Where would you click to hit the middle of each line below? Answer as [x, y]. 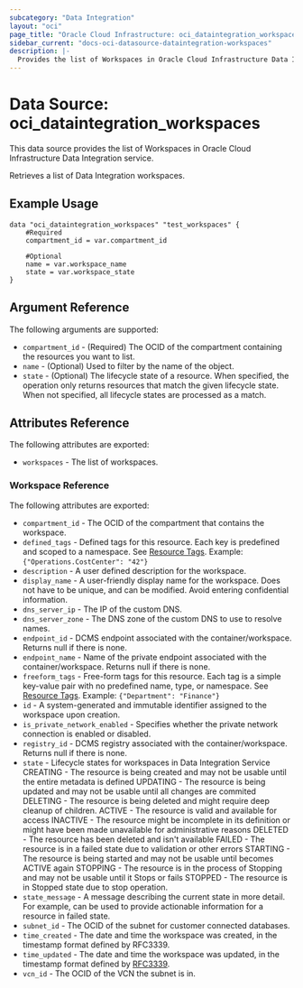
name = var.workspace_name [76, 264]
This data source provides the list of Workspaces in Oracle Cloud [130, 148]
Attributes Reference [69, 423]
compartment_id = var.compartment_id [96, 240]
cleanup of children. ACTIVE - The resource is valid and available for [150, 810]
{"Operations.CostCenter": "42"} [85, 562]
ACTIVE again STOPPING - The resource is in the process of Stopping [152, 868]
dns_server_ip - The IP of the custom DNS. [102, 609]
